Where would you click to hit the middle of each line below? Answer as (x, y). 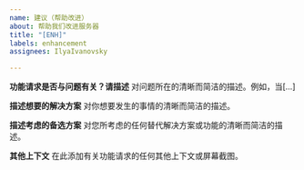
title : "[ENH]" (38, 35)
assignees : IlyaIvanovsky (58, 52)
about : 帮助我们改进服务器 (55, 26)
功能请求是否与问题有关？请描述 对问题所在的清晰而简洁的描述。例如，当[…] (152, 86)
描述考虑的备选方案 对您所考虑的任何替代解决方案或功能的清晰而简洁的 (142, 125)
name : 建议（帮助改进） (49, 18)
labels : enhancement (49, 43)
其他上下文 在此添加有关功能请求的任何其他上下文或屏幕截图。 (126, 156)
